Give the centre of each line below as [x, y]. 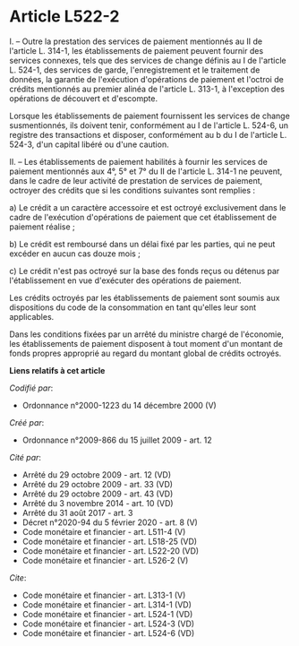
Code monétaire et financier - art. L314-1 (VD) [107, 604]
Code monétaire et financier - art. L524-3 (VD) [108, 624]
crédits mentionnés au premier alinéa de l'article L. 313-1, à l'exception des [147, 89]
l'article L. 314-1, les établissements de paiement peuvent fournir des [137, 50]
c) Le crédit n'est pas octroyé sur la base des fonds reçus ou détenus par [145, 271]
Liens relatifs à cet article [57, 370]
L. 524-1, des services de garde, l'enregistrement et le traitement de [135, 70]
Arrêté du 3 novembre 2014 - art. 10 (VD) [98, 503]
